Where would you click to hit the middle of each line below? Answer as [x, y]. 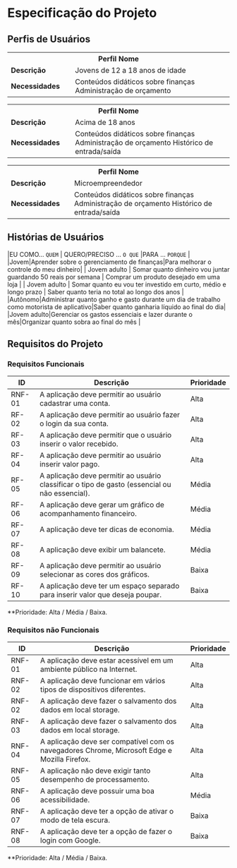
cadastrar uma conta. [75, 403]
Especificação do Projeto [82, 13]
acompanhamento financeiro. [89, 513]
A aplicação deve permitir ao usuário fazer [110, 414]
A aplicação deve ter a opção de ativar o [107, 811]
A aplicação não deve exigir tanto [95, 771]
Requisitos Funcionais [46, 364]
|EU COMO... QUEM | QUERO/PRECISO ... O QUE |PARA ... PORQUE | [99, 254]
